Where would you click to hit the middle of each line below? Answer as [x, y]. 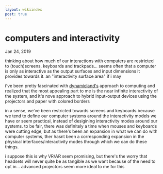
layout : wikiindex [24, 9]
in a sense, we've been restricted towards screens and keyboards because [80, 111]
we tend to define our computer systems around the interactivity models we [81, 116]
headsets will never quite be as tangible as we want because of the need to [81, 161]
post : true [16, 14]
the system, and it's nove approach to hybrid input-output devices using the [81, 96]
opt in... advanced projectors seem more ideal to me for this [65, 167]
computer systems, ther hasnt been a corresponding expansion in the [75, 137]
